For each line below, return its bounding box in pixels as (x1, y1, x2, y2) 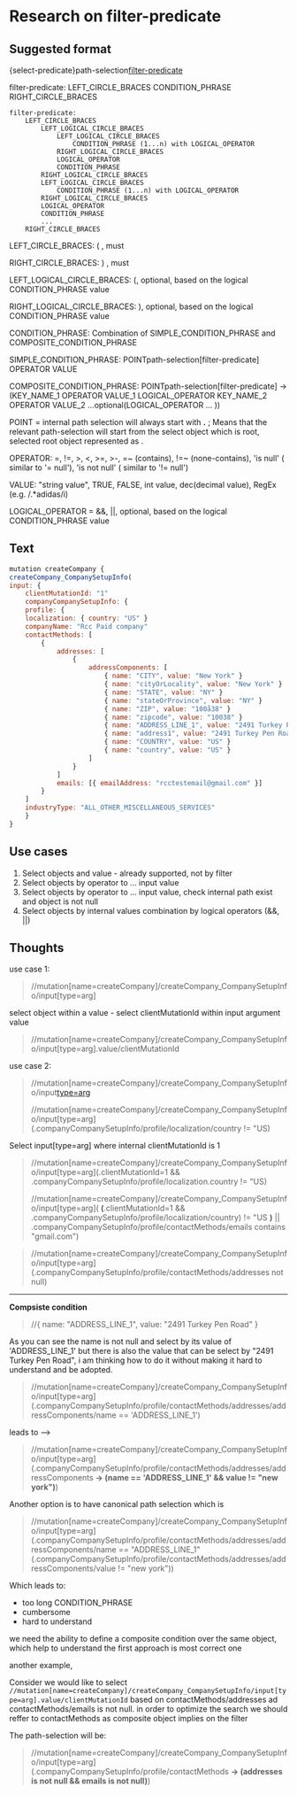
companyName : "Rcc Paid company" (25, 622, 148, 630)
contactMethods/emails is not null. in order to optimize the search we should (9, 1704, 288, 1714)
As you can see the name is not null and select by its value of (9, 1336, 232, 1347)
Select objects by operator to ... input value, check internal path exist (21, 886, 273, 897)
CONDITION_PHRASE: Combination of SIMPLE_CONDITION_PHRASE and (9, 328, 276, 338)
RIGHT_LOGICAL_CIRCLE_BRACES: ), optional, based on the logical (9, 301, 254, 312)
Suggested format (9, 42, 112, 57)
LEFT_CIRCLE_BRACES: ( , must (9, 241, 125, 251)
